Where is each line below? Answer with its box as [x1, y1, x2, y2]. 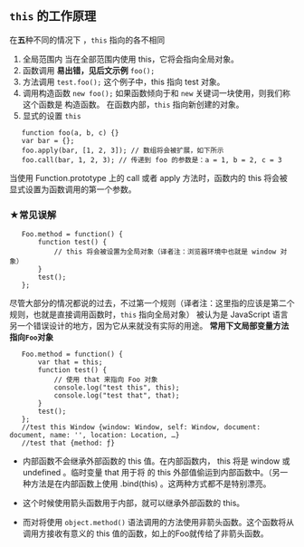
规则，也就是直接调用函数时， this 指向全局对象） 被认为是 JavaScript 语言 [9, 309, 289, 320]
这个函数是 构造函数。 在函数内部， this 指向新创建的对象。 [22, 99, 244, 110]
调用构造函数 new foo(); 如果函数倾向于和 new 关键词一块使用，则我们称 [22, 87, 291, 98]
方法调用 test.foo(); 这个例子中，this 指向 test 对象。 [22, 76, 225, 87]
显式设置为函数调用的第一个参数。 [9, 184, 137, 195]
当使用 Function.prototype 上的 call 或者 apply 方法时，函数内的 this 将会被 [9, 172, 288, 183]
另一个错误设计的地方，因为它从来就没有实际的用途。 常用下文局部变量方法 [9, 321, 290, 331]
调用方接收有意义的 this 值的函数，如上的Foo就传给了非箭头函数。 [22, 528, 269, 539]
